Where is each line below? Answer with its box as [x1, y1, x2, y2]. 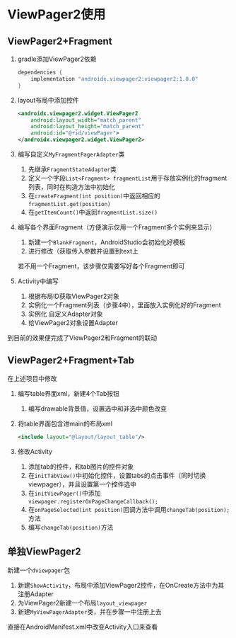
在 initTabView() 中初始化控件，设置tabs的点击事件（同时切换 [28, 471, 206, 479]
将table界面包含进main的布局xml [17, 419, 113, 428]
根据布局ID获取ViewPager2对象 [28, 292, 120, 300]
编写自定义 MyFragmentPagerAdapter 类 [17, 150, 125, 158]
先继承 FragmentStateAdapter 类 [28, 165, 117, 173]
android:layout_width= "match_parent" [30, 116, 142, 124]
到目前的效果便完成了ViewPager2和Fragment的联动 [7, 334, 158, 342]
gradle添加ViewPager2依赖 [17, 55, 97, 63]
